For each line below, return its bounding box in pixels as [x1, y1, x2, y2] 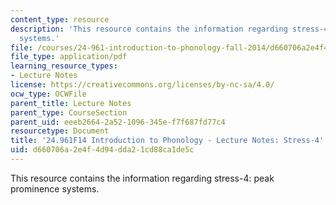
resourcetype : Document [10, 126, 110, 136]
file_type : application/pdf [10, 52, 128, 62]
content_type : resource [10, 14, 110, 25]
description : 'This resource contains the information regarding [10, 24, 288, 34]
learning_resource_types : [10, 61, 118, 71]
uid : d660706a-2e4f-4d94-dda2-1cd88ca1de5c [10, 145, 195, 155]
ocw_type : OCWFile [10, 89, 87, 99]
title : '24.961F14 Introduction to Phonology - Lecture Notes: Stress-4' [10, 136, 325, 146]
